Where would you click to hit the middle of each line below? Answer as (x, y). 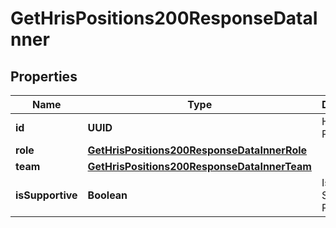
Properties (44, 76)
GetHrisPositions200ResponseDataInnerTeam (199, 166)
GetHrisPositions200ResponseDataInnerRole (197, 150)
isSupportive (46, 195)
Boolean (107, 195)
